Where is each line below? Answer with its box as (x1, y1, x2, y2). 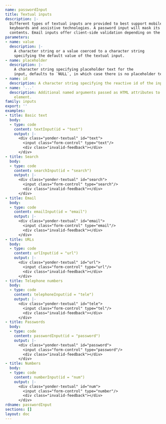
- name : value (5, 40, 35, 44)
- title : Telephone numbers (5, 278, 63, 283)
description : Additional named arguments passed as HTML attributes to (9, 90, 161, 95)
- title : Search (5, 154, 39, 159)
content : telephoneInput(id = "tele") (14, 292, 94, 297)
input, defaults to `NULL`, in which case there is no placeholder (14, 72, 156, 77)
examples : (5, 108, 26, 114)
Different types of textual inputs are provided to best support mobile (9, 21, 163, 26)
